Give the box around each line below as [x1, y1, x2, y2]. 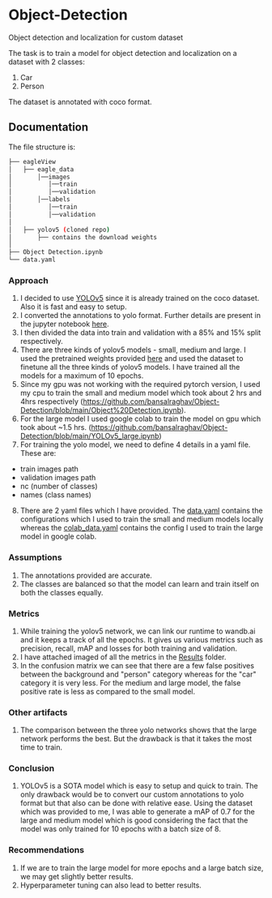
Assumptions [8, 552, 62, 563]
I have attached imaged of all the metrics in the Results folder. [19, 651, 227, 662]
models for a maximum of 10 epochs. [19, 371, 144, 380]
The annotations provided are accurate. [19, 570, 152, 580]
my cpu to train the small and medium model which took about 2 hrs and [19, 388, 261, 398]
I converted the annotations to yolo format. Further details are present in [19, 311, 261, 320]
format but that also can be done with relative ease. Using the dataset [19, 798, 253, 808]
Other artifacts [8, 707, 68, 718]
